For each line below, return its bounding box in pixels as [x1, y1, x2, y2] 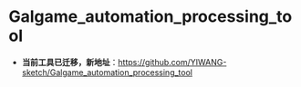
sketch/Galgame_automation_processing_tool [21, 66, 193, 78]
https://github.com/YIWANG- [117, 56, 227, 67]
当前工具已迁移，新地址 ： [21, 56, 119, 67]
